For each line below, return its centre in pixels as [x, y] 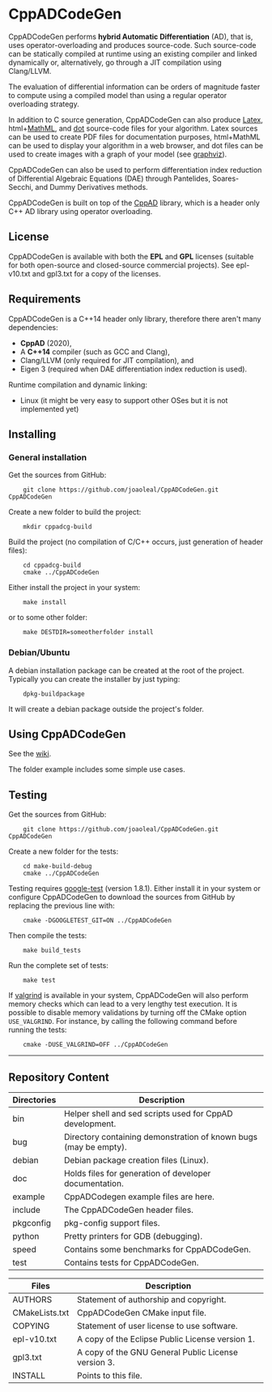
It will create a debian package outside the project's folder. [106, 709]
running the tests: [38, 1030]
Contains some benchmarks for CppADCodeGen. [157, 1249]
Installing [32, 434]
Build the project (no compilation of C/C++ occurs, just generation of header [136, 542]
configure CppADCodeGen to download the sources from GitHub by [122, 897]
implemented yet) [49, 409]
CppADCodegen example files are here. [139, 1197]
